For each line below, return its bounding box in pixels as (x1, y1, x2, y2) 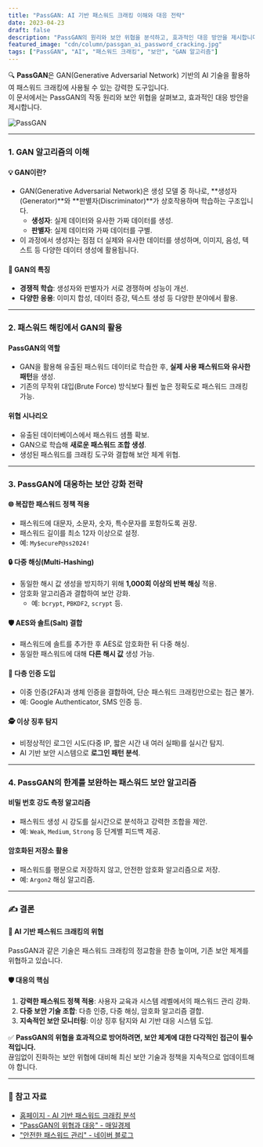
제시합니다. (8, 103, 42, 111)
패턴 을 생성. (19, 372, 56, 382)
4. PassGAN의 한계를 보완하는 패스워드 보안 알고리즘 (8, 776, 197, 787)
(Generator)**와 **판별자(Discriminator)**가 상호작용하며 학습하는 (19, 196, 227, 206)
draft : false (8, 26, 51, 34)
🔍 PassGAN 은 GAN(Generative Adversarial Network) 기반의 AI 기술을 (8, 71, 229, 79)
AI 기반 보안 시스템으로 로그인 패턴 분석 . (19, 747, 141, 758)
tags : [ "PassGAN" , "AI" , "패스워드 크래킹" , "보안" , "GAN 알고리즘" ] (8, 48, 218, 56)
